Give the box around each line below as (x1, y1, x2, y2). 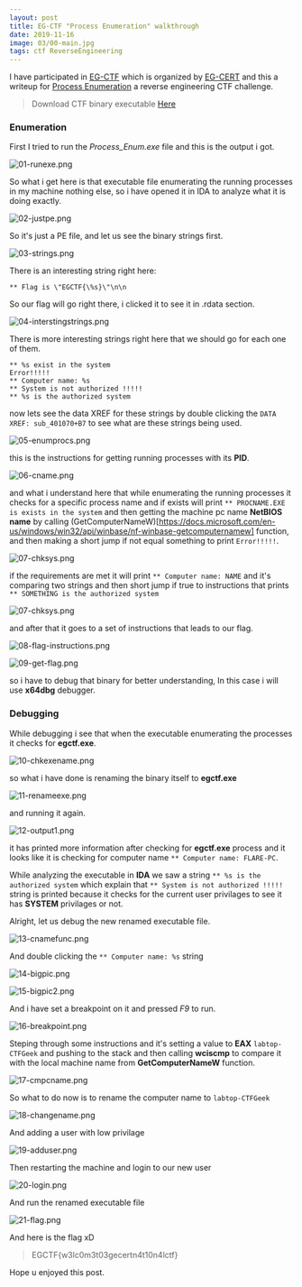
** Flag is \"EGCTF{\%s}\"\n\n (9, 283, 127, 292)
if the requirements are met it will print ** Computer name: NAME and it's (9, 570, 271, 582)
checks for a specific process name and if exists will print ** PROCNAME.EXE (9, 497, 286, 508)
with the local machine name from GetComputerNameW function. (9, 1057, 255, 1068)
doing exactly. (9, 196, 61, 207)
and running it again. (9, 807, 86, 818)
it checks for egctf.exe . (9, 737, 96, 749)
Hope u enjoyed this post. (9, 1266, 105, 1277)
